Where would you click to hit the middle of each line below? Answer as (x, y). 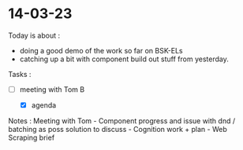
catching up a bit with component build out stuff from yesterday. (124, 59)
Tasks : (20, 74)
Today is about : (34, 35)
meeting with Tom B (52, 89)
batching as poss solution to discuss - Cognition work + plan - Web (118, 130)
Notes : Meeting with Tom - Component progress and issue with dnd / (121, 121)
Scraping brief (32, 137)
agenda (44, 105)
